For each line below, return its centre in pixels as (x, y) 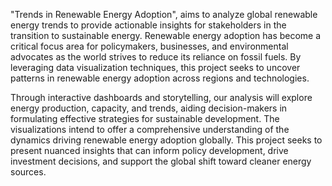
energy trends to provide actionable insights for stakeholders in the (148, 25)
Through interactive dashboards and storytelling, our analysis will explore (161, 97)
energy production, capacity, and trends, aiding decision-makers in (149, 108)
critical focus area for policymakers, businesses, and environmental (149, 46)
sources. (28, 172)
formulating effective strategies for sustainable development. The (145, 118)
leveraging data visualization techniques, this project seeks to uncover (155, 67)
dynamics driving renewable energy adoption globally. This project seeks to (166, 140)
